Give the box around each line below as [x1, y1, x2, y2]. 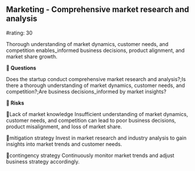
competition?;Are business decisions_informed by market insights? [6, 88, 167, 95]
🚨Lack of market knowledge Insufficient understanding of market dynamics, [6, 110, 188, 117]
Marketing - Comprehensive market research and [6, 5, 189, 15]
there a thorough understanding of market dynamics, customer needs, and [6, 82, 185, 89]
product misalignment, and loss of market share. [6, 123, 122, 130]
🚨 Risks [6, 99, 24, 106]
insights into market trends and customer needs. [6, 140, 122, 148]
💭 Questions [6, 64, 37, 71]
